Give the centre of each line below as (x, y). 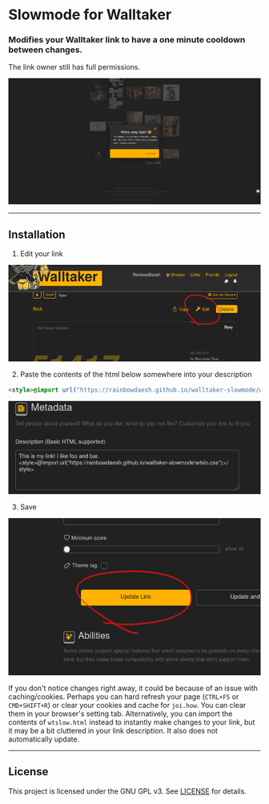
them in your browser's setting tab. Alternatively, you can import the (120, 714)
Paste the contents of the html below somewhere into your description (136, 375)
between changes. (45, 50)
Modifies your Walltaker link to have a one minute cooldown (127, 40)
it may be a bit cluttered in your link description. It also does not (113, 730)
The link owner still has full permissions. (74, 67)
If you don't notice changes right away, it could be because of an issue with (133, 688)
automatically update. (44, 739)
